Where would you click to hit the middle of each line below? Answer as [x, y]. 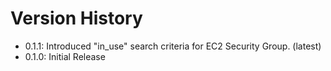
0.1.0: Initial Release [65, 56]
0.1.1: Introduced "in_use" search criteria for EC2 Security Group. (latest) [173, 46]
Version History [76, 18]
